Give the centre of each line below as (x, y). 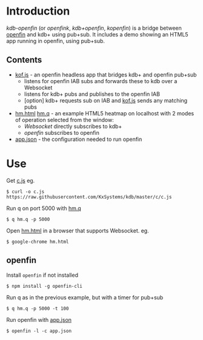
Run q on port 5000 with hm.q (44, 208)
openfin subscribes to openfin (62, 132)
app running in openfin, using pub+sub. (55, 41)
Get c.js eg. (21, 180)
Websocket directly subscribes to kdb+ (73, 126)
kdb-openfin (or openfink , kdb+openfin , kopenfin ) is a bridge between (94, 28)
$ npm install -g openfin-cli (45, 286)
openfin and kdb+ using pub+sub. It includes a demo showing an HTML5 (98, 34)
